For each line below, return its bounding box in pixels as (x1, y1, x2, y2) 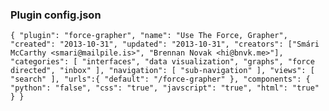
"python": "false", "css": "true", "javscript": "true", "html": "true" (10, 83, 320, 93)
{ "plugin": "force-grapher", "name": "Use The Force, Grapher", (10, 31, 288, 41)
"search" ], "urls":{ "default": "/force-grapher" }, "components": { (10, 74, 311, 85)
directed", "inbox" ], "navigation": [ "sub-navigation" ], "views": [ (10, 66, 315, 76)
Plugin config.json (10, 8, 102, 22)
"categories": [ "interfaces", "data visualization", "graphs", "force (10, 57, 315, 67)
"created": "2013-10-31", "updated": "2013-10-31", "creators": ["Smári (10, 39, 320, 50)
